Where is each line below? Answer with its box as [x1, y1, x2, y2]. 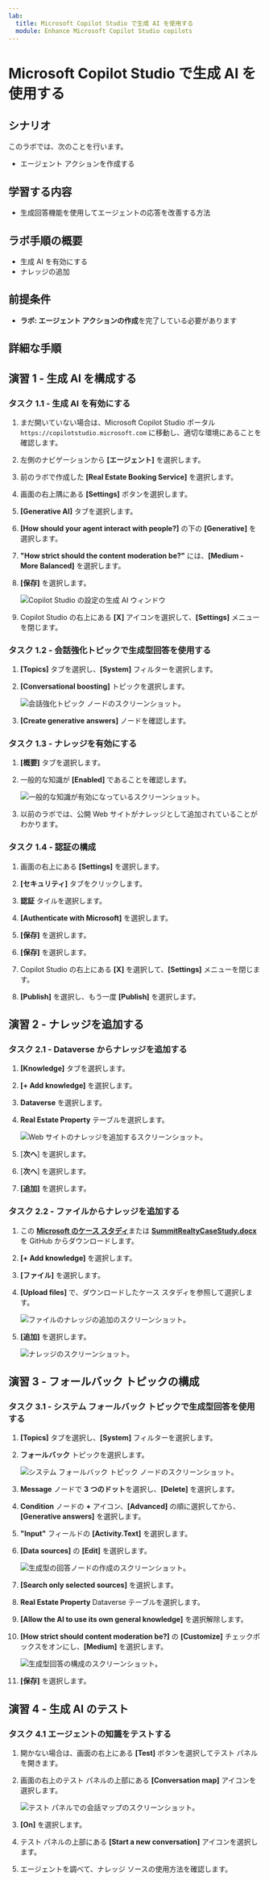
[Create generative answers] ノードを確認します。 [19, 716, 191, 726]
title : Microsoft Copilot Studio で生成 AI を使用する [15, 19, 194, 27]
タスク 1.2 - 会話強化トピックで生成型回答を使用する [8, 644, 212, 656]
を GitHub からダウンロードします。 [19, 1236, 139, 1246]
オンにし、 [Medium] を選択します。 [48, 1642, 168, 1652]
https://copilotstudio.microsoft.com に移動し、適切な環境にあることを [19, 427, 262, 437]
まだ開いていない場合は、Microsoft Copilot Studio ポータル [19, 417, 216, 427]
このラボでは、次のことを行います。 [8, 142, 128, 152]
